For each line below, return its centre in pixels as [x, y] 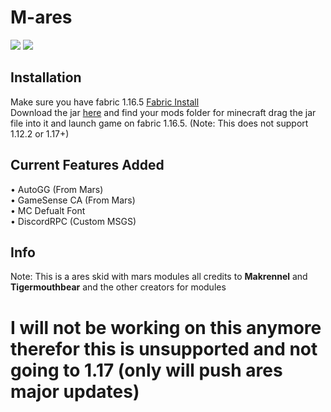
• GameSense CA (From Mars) [73, 200]
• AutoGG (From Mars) [57, 189]
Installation [46, 77]
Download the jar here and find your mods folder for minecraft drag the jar [163, 112]
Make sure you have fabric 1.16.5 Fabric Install [105, 102]
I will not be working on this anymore [166, 327]
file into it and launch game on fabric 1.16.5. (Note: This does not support [159, 123]
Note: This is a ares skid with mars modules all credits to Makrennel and [159, 277]
